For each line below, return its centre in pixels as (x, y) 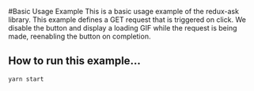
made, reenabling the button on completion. (80, 36)
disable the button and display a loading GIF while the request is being (123, 28)
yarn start (26, 79)
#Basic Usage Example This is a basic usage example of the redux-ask (124, 11)
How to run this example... (74, 61)
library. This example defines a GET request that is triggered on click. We (127, 20)
